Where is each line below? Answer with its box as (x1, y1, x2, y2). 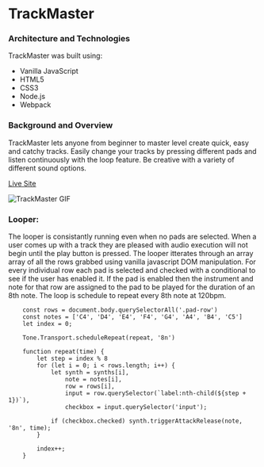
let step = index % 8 (36, 354, 109, 363)
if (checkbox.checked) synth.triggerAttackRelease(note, (50, 417, 243, 425)
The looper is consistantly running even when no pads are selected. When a (8, 232, 257, 242)
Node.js (19, 92, 46, 101)
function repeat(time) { (22, 348, 105, 356)
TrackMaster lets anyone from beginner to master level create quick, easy (8, 138, 250, 147)
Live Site (8, 178, 36, 188)
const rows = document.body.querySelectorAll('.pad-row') (22, 306, 218, 314)
